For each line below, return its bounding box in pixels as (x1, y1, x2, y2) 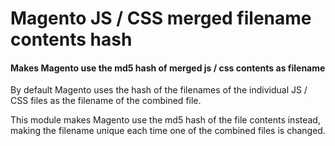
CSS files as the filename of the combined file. (10, 95, 202, 107)
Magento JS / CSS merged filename (10, 7, 312, 30)
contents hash (10, 28, 133, 51)
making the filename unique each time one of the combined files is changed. (10, 125, 326, 137)
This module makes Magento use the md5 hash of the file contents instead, (10, 114, 321, 126)
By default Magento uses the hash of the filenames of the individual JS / (10, 84, 308, 96)
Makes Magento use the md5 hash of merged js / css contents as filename (10, 62, 326, 74)
